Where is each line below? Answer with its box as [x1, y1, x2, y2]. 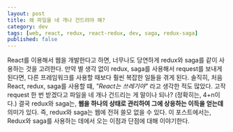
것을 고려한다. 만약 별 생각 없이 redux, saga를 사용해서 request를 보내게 [25, 65, 223, 73]
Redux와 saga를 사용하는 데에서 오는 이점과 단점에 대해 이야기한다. [7, 117, 190, 125]
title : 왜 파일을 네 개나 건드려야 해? [7, 17, 106, 24]
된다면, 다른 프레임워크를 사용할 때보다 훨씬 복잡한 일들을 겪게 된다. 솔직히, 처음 [7, 74, 223, 82]
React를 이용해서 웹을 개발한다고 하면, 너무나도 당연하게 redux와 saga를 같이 [7, 56, 218, 65]
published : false [7, 36, 58, 43]
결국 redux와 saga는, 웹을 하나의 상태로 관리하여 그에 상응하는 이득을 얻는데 [18, 99, 224, 108]
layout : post [7, 10, 45, 17]
